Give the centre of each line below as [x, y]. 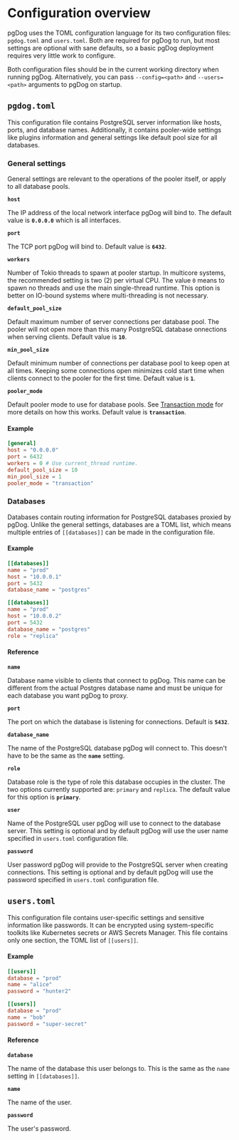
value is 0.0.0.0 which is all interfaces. [64, 220]
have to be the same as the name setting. [66, 755]
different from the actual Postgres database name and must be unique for [115, 688]
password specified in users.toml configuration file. [83, 879]
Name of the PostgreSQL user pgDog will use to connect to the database [114, 823]
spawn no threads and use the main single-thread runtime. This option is [114, 288]
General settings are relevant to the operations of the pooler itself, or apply [117, 179]
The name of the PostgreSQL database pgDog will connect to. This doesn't [117, 748]
